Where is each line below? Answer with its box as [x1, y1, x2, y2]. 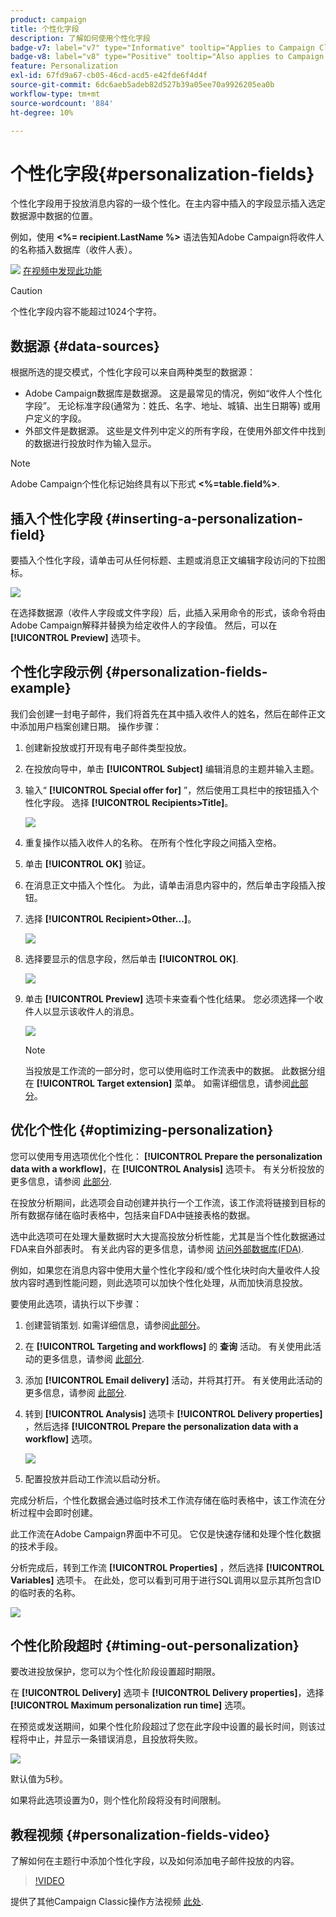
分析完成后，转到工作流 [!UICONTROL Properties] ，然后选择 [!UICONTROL [10, 1561, 325, 1573]
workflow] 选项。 [24, 1432, 98, 1445]
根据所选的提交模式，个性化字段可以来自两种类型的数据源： [10, 366, 256, 378]
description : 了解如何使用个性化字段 [10, 33, 151, 43]
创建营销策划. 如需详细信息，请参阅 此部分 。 [24, 1319, 206, 1331]
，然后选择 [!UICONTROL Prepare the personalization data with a [24, 1420, 299, 1432]
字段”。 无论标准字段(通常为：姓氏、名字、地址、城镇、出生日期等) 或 [24, 400, 313, 412]
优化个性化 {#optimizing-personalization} [10, 1122, 274, 1139]
